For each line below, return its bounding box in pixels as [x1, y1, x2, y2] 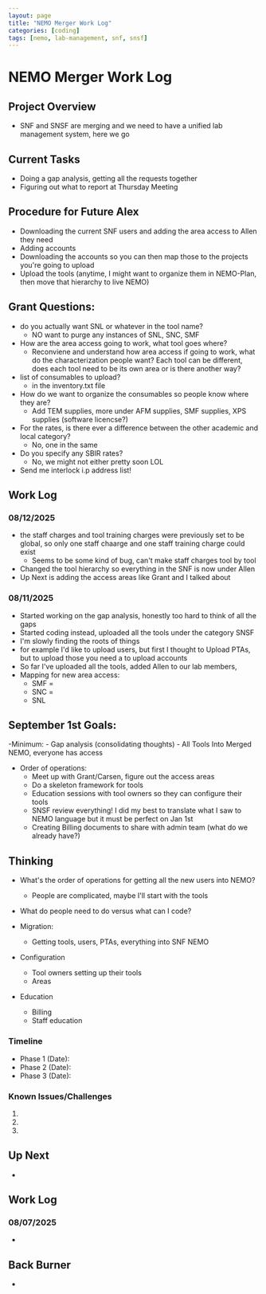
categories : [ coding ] [8, 26, 80, 34]
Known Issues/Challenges [8, 1091, 112, 1102]
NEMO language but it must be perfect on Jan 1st [31, 814, 194, 824]
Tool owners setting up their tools [31, 968, 142, 978]
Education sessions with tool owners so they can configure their [31, 789, 243, 798]
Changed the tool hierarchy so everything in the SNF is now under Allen [19, 564, 256, 574]
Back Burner [8, 1258, 72, 1272]
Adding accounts [19, 243, 76, 253]
